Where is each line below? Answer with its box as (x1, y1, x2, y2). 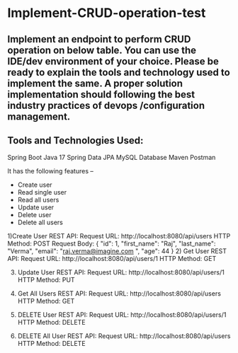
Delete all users (17, 218, 64, 227)
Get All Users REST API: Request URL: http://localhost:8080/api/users (17, 289, 222, 298)
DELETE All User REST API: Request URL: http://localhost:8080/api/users (17, 332, 231, 340)
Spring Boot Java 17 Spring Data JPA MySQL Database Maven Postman (7, 154, 216, 162)
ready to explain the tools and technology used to (7, 66, 230, 79)
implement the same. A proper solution (7, 77, 183, 89)
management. (7, 110, 71, 122)
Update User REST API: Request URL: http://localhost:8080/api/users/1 (17, 268, 225, 277)
